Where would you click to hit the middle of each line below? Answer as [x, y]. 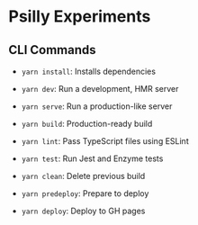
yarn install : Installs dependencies [89, 71]
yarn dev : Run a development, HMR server [100, 89]
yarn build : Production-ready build [87, 124]
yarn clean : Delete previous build [83, 176]
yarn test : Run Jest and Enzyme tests [92, 158]
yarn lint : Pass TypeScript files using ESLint [105, 141]
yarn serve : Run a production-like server [97, 106]
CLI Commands [52, 50]
